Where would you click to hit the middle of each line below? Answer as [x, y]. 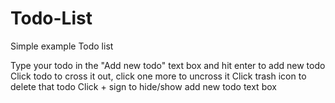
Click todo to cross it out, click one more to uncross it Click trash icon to [158, 76]
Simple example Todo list [62, 46]
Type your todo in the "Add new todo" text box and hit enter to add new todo [168, 65]
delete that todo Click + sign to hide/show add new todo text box [143, 86]
